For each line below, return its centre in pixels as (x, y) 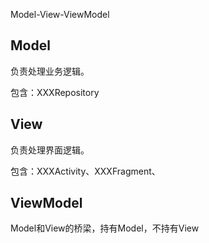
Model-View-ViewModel (60, 14)
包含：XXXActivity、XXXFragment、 (85, 171)
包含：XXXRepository (55, 92)
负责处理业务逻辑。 (50, 71)
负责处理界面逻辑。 (50, 150)
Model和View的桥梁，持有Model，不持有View (105, 228)
